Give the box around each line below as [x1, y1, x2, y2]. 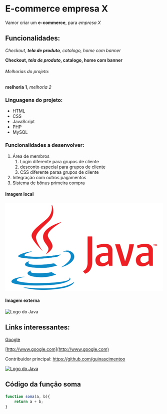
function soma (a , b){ [5, 394, 50, 399]
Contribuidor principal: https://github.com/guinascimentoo [5, 356, 125, 362]
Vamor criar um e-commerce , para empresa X [5, 20, 101, 26]
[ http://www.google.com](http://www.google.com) [5, 346, 109, 352]
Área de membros [12, 153, 50, 159]
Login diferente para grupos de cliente [19, 158, 99, 164]
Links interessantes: [5, 323, 70, 332]
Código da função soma [5, 380, 81, 388]
